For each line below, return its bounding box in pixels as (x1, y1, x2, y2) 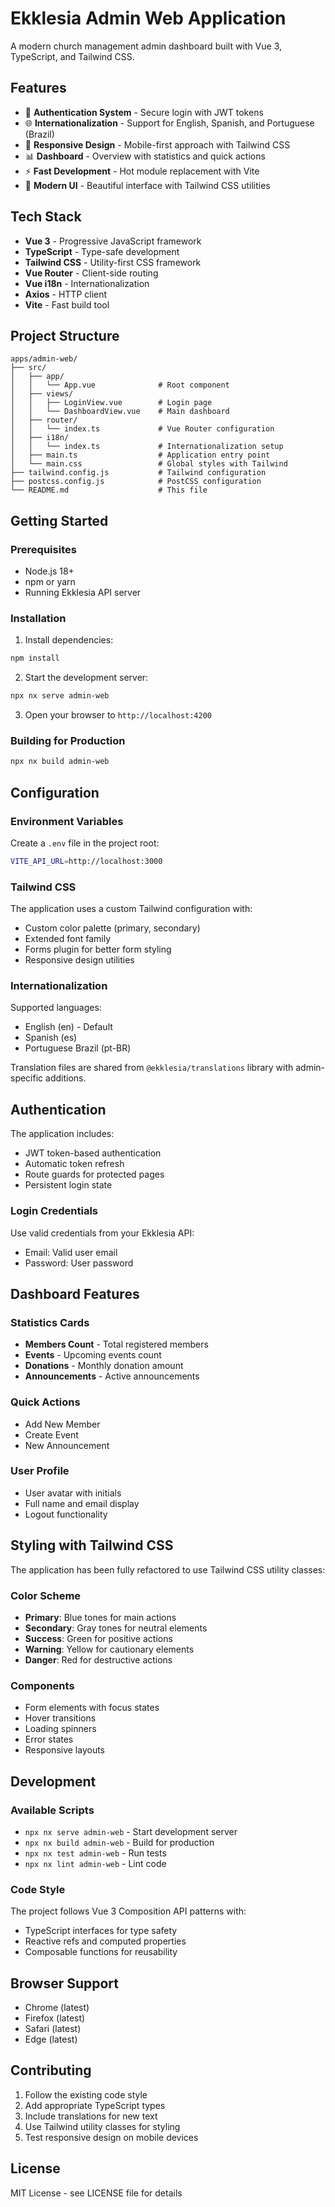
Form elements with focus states (24, 1702, 160, 1714)
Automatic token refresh (24, 1158, 125, 1170)
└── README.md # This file (10, 485, 208, 496)
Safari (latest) (24, 2023, 82, 2035)
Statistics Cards (10, 1315, 90, 1329)
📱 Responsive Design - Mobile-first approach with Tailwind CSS (24, 138, 291, 151)
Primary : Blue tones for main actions (24, 1611, 177, 1623)
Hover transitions (24, 1712, 97, 1724)
